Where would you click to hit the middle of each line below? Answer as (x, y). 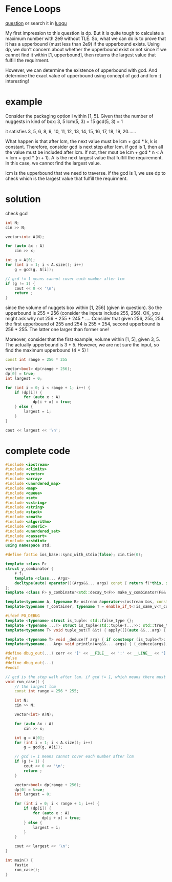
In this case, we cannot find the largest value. (53, 163)
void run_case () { (25, 682)
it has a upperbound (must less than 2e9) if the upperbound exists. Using (83, 44)
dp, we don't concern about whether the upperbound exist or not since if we (86, 49)
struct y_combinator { (29, 569)
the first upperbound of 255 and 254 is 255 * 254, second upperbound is (83, 324)
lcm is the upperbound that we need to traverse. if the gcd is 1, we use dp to (85, 173)
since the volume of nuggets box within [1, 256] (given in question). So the (84, 307)
